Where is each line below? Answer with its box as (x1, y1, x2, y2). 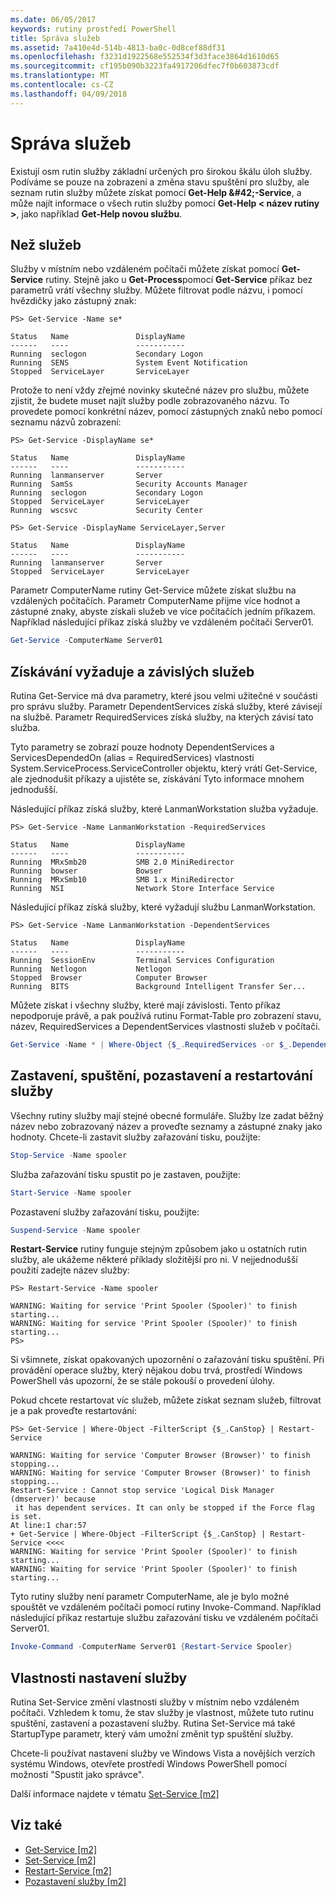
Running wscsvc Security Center (10, 506, 203, 516)
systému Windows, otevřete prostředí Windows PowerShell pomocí (10, 1758, 287, 1770)
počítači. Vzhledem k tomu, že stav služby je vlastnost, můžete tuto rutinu (10, 1707, 315, 1719)
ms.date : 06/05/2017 (10, 14, 97, 25)
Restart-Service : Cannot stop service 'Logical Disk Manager (10, 1486, 275, 1496)
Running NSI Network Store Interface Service (10, 884, 275, 894)
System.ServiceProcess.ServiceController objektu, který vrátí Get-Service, (10, 762, 318, 775)
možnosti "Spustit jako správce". (10, 1769, 145, 1781)
